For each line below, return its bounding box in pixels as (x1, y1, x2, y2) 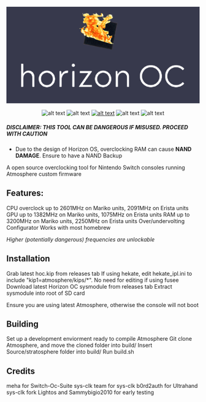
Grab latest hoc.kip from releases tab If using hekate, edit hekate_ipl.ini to (6, 270, 193, 277)
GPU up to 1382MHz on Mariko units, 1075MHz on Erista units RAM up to (6, 211, 190, 218)
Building (6, 319, 39, 329)
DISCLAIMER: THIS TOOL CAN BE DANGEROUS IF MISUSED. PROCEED (6, 123, 188, 131)
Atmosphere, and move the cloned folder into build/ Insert (6, 341, 153, 349)
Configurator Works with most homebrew (6, 224, 111, 231)
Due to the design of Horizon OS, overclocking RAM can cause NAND (15, 145, 192, 153)
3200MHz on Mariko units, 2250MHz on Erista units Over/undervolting (6, 217, 185, 224)
